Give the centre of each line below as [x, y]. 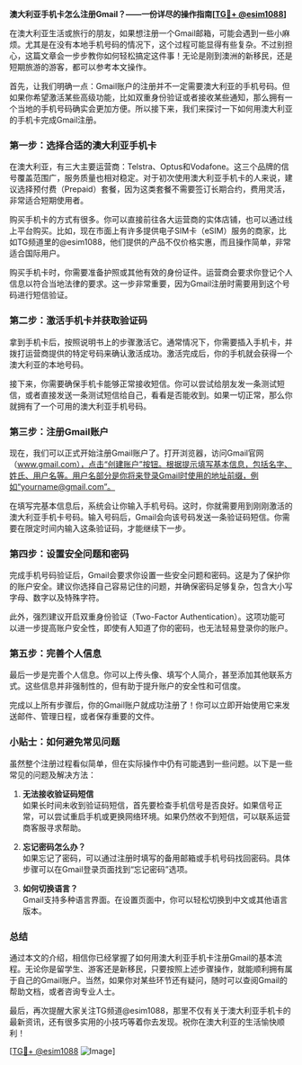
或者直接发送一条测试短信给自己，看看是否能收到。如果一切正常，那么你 [159, 394]
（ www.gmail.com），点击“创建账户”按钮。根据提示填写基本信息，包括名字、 [151, 464]
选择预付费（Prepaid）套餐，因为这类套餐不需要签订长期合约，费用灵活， [153, 189]
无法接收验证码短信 [58, 794]
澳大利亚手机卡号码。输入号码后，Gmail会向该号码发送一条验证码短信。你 [146, 517]
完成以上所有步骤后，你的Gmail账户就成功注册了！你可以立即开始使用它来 [146, 705]
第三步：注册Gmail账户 [59, 431]
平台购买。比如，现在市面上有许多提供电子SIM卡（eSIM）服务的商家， [147, 231]
